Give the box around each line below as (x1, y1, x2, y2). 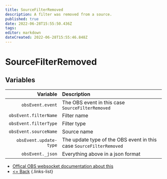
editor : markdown (5, 30, 41, 35)
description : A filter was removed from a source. (5, 12, 112, 17)
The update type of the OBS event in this (62, 136, 157, 143)
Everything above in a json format (62, 150, 141, 157)
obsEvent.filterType (8, 120, 58, 126)
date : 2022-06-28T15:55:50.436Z (5, 21, 72, 26)
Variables (5, 76, 36, 84)
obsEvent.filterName (8, 113, 58, 118)
